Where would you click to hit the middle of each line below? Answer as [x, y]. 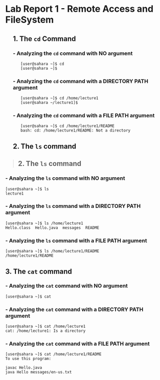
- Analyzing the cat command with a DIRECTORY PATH [74, 309]
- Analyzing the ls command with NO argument [65, 178]
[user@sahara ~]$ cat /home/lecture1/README [53, 354]
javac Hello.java [24, 368]
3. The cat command [39, 271]
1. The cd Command [44, 39]
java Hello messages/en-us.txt [39, 372]
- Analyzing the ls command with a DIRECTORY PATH [73, 206]
